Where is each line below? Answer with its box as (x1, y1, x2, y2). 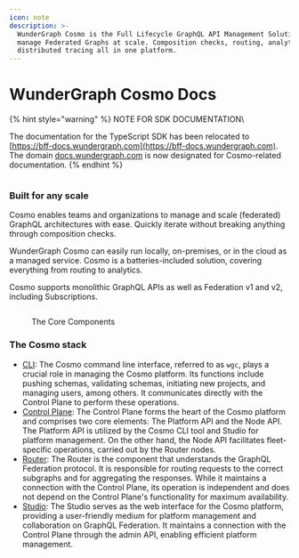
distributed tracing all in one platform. (17, 46, 177, 55)
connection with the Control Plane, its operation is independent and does (21, 481, 290, 492)
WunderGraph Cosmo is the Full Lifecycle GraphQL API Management (17, 29, 265, 38)
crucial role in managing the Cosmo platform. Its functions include (21, 368, 264, 379)
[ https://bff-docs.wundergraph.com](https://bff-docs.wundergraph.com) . (9, 141, 279, 151)
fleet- (266, 434, 287, 445)
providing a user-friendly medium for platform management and (21, 510, 256, 521)
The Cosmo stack (9, 339, 87, 352)
